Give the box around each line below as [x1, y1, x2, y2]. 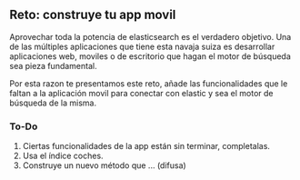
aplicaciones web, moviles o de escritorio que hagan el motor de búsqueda [9, 50, 291, 62]
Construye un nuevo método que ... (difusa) [22, 160, 186, 171]
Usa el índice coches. [22, 150, 104, 162]
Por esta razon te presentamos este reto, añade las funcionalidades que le [9, 77, 288, 89]
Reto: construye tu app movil [9, 7, 176, 23]
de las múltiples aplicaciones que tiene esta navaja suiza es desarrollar [9, 41, 275, 52]
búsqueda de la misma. [9, 97, 97, 108]
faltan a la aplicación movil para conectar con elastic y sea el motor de [9, 87, 275, 98]
